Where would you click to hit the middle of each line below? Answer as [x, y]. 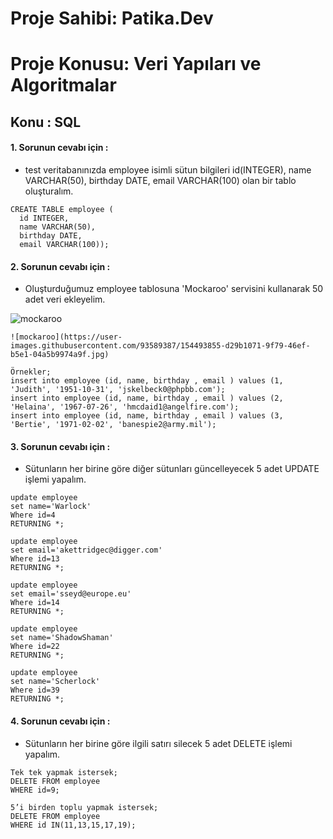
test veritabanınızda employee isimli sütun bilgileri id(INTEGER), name [168, 169]
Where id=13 [35, 559]
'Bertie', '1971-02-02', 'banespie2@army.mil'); [113, 425]
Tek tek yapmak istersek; [64, 772]
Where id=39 [35, 690]
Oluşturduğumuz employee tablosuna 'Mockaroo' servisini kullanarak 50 [174, 289]
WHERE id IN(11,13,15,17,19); [73, 825]
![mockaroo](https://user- [66, 337]
